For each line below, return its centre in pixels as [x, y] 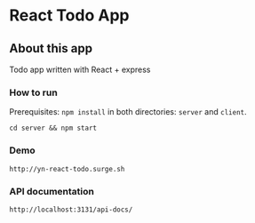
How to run [33, 92]
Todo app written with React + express [80, 69]
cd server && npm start [53, 128]
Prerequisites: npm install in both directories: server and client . [128, 112]
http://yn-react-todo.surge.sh [67, 169]
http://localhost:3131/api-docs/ [71, 210]
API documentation [52, 191]
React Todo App [69, 16]
